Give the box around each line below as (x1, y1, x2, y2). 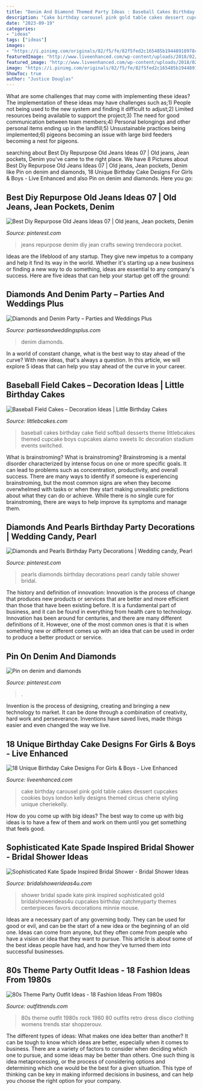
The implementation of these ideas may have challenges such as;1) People (6, 99, 191, 106)
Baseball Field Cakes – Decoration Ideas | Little (6, 380, 185, 391)
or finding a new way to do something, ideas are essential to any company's (6, 265, 195, 272)
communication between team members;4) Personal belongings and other (6, 118, 191, 125)
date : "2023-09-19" (6, 20, 55, 26)
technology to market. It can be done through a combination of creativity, (6, 709, 188, 716)
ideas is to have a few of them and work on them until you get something (6, 819, 186, 826)
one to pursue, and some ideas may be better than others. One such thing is (6, 1051, 195, 1059)
